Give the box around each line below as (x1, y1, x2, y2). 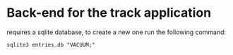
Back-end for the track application (6, 5, 212, 21)
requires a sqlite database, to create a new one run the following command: (6, 28, 227, 36)
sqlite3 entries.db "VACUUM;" (6, 41, 96, 48)
